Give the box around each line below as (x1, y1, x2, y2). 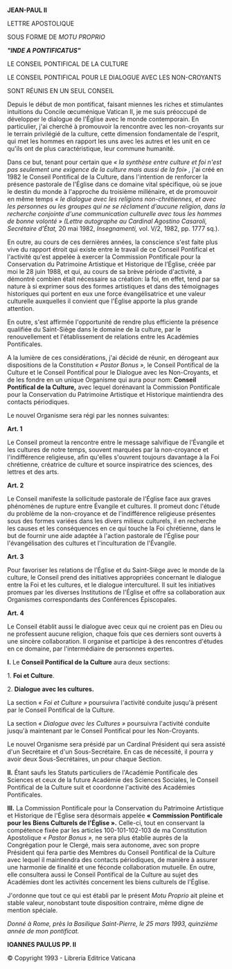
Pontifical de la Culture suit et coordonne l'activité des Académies (7, 783, 195, 791)
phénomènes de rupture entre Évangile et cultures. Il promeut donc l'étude (7, 502, 220, 510)
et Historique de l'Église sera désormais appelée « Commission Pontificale (7, 811, 223, 820)
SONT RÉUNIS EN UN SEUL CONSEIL (7, 87, 114, 95)
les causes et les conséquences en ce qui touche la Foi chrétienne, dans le (7, 524, 222, 532)
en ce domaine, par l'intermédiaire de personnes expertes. (7, 644, 175, 653)
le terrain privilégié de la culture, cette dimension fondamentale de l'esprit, (7, 130, 220, 138)
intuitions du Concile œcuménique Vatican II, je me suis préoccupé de (7, 108, 207, 115)
